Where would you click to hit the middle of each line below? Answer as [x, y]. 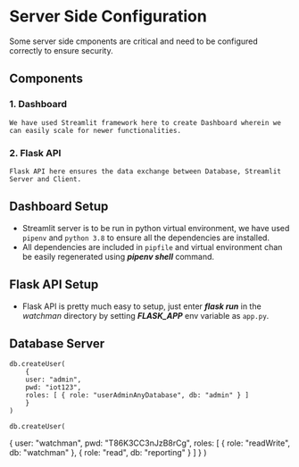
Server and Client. [46, 179]
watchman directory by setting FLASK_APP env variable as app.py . [145, 315]
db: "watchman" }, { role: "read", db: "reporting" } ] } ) [108, 453]
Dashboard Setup [59, 207]
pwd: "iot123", [54, 388]
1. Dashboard [38, 104]
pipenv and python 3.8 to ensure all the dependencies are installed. [146, 238]
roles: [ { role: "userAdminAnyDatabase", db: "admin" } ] [137, 396]
